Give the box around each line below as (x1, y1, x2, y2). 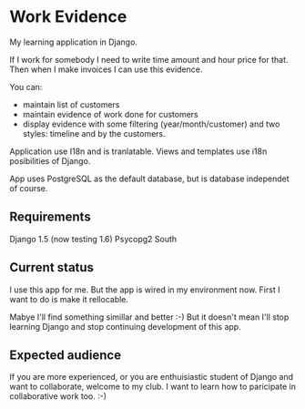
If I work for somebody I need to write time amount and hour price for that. (9, 54, 289, 65)
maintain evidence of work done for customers (22, 108, 198, 119)
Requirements (9, 210, 91, 225)
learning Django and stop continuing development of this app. (9, 321, 241, 332)
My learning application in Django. (9, 36, 138, 47)
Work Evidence (9, 6, 127, 27)
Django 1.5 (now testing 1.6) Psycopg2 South (9, 233, 178, 244)
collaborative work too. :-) (9, 391, 107, 402)
